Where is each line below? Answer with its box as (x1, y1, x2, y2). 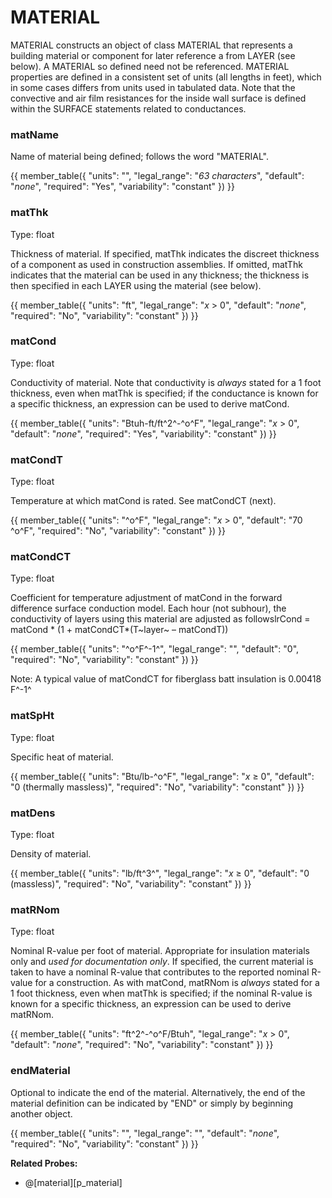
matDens (10, 806, 56, 820)
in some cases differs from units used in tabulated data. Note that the (10, 81, 296, 93)
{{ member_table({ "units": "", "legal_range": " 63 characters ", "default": (10, 170, 305, 182)
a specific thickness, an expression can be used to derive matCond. (10, 397, 290, 410)
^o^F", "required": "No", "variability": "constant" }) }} (10, 525, 226, 537)
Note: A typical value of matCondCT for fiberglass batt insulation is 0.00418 (10, 673, 322, 685)
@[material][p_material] (24, 1176, 123, 1188)
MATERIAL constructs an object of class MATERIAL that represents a (10, 39, 293, 51)
